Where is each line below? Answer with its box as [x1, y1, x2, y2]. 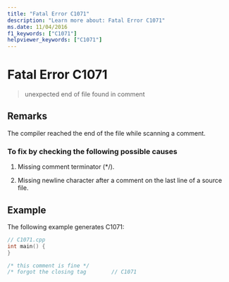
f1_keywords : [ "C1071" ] [7, 30, 78, 37]
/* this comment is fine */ [7, 262, 90, 269]
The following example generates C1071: [7, 222, 125, 231]
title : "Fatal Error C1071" [7, 10, 90, 18]
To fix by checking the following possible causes [7, 146, 178, 156]
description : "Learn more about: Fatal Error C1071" [7, 17, 166, 24]
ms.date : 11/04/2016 [7, 23, 68, 30]
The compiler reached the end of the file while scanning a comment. [7, 129, 206, 137]
